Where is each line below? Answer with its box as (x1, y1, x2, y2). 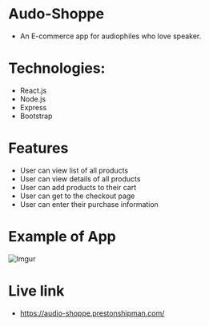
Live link (8, 281, 65, 300)
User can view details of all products (19, 173, 141, 184)
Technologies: (8, 59, 106, 78)
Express (19, 102, 47, 112)
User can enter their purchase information (19, 199, 159, 209)
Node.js (19, 93, 46, 104)
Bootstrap (19, 111, 53, 121)
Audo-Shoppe (8, 5, 105, 23)
